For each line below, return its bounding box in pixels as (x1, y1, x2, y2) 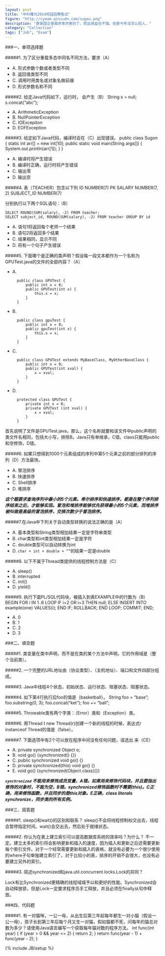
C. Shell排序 (12, 480, 37, 485)
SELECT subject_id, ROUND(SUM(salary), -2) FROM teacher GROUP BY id (5, 215, 151, 219)
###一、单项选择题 (5, 44, 44, 50)
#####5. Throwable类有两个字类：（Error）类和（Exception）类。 (5, 710, 137, 716)
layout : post (5, 7, 32, 12)
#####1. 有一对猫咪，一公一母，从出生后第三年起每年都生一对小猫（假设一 (5, 913, 156, 918)
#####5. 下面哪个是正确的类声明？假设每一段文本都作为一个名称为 (5, 253, 140, 258)
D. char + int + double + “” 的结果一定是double (12, 548, 110, 554)
